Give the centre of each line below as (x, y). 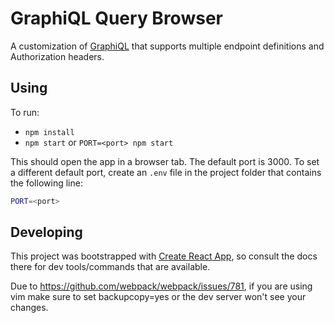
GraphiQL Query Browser (116, 18)
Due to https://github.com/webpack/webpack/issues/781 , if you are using (161, 286)
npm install (49, 132)
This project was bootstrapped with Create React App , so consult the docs (164, 256)
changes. (29, 308)
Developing (46, 232)
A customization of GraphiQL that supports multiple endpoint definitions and (167, 46)
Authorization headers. (57, 56)
